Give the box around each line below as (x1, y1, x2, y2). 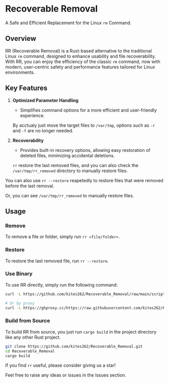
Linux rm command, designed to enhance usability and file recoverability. (5, 53, 156, 59)
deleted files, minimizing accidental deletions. (20, 152, 115, 158)
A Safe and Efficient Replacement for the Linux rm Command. (5, 20, 132, 26)
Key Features (5, 84, 48, 92)
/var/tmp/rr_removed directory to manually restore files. (12, 168, 128, 174)
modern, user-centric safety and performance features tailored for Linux (5, 64, 155, 70)
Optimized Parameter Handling (12, 97, 79, 103)
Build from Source (5, 317, 50, 324)
